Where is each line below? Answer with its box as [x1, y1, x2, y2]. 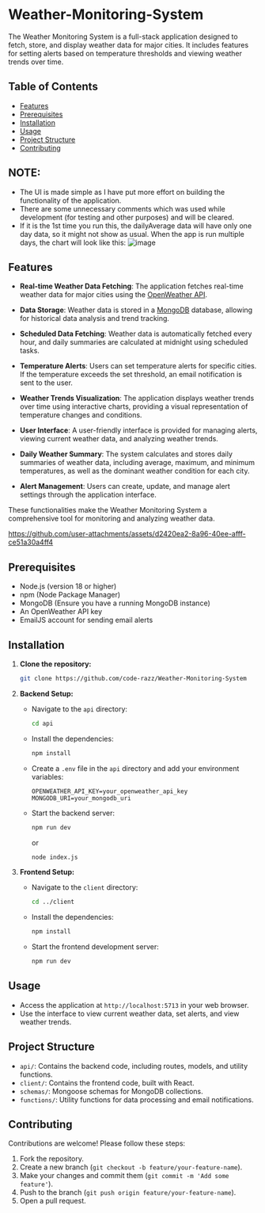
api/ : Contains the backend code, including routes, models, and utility [19, 1061, 248, 1070]
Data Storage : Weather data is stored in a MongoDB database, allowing [19, 305, 253, 315]
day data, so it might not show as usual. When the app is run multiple [19, 229, 245, 238]
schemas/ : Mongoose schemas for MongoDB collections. [19, 1086, 203, 1096]
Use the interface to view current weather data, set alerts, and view [19, 1009, 240, 1018]
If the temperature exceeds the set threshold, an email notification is [19, 370, 243, 380]
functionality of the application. [19, 196, 122, 205]
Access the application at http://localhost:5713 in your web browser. [19, 1000, 249, 1009]
